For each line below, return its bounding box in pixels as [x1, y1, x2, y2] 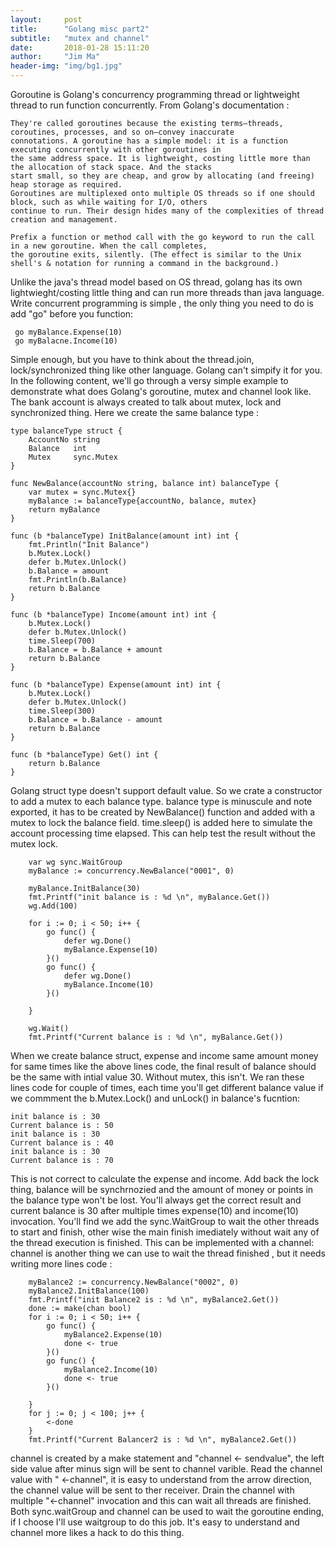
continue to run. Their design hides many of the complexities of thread [10, 206, 325, 216]
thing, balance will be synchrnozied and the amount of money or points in [10, 1184, 314, 1195]
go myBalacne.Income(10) [14, 336, 118, 346]
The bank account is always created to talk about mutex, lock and [10, 396, 282, 408]
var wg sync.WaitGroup [28, 857, 123, 867]
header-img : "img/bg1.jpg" [10, 61, 123, 71]
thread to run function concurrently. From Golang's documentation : [10, 99, 290, 111]
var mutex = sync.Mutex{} [28, 487, 137, 497]
